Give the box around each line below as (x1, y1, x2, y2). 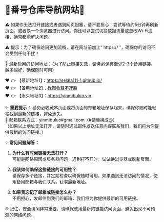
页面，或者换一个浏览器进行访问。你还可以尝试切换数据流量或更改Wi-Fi (5, 27, 149, 33)
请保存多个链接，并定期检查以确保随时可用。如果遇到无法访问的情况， (12, 173, 154, 178)
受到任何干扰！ (9, 50, 40, 56)
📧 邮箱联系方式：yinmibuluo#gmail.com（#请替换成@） (5, 117, 117, 123)
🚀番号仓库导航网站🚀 (5, 4, 85, 16)
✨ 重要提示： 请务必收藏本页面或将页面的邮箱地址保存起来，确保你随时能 (5, 104, 152, 110)
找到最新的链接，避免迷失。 (9, 111, 65, 117)
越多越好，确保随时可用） (5, 67, 57, 73)
